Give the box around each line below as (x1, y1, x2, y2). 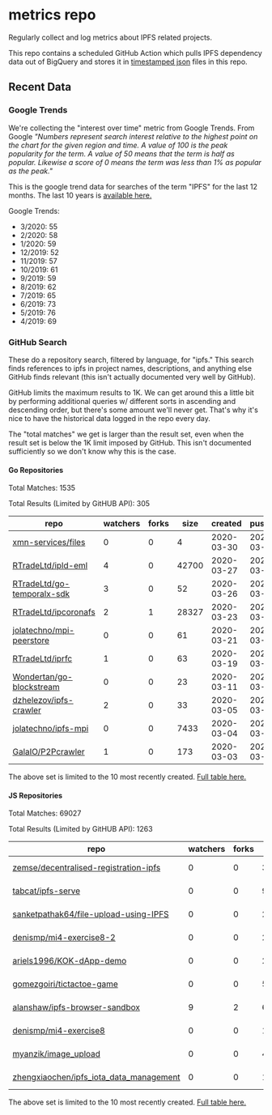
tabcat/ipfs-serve (12, 885, 81, 896)
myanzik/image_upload (12, 1049, 101, 1060)
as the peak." (8, 166, 53, 176)
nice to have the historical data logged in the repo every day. (8, 413, 210, 423)
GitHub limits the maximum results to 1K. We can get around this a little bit (8, 387, 255, 398)
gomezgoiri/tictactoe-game (12, 978, 119, 989)
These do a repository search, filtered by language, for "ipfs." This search (8, 355, 254, 364)
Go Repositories (8, 465, 64, 475)
